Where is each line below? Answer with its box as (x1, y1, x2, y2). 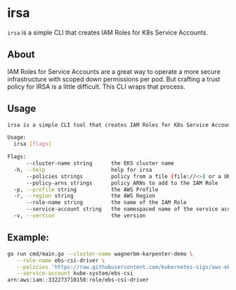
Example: (7, 232, 49, 244)
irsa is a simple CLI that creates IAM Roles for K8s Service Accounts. (7, 28, 209, 37)
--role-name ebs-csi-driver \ (16, 257, 105, 264)
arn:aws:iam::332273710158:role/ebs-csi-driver (7, 277, 150, 284)
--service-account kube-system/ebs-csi (16, 270, 133, 277)
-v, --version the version (13, 213, 146, 220)
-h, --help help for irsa (13, 166, 152, 173)
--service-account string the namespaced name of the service (25, 206, 218, 213)
